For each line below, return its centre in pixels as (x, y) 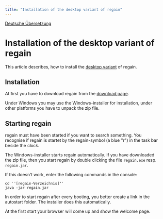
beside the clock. (22, 146)
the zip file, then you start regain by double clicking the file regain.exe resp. (81, 160)
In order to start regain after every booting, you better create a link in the (77, 197)
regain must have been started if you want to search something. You (73, 135)
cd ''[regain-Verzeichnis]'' (34, 184)
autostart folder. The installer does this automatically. (58, 202)
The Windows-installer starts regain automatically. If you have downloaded (80, 155)
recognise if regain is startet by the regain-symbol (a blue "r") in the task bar (81, 140)
